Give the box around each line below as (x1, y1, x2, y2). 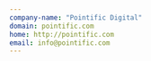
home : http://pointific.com (9, 30, 115, 39)
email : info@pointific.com (9, 38, 111, 48)
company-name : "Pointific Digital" (9, 13, 143, 22)
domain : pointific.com (9, 22, 94, 30)
